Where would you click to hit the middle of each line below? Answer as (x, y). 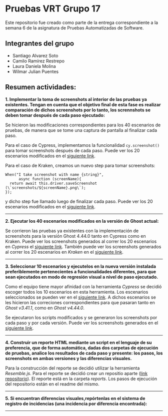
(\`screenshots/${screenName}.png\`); (45, 188)
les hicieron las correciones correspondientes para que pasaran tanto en (80, 302)
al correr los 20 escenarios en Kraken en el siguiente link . (64, 252)
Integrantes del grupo (39, 44)
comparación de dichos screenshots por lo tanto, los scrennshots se (78, 110)
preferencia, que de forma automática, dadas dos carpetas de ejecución (82, 348)
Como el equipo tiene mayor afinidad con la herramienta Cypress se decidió (83, 286)
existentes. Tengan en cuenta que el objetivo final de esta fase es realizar (83, 104)
